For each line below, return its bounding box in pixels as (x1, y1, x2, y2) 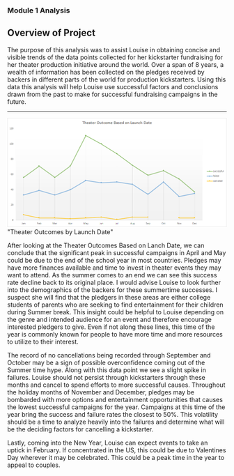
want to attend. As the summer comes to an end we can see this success (7, 270, 217, 279)
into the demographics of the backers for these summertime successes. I (7, 285, 218, 294)
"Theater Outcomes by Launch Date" (7, 227, 114, 236)
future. (7, 97, 26, 106)
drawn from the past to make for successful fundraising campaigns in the (7, 90, 218, 98)
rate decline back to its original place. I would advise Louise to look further (7, 278, 221, 286)
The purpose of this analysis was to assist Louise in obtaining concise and (7, 45, 221, 54)
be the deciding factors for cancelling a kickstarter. (7, 424, 154, 433)
